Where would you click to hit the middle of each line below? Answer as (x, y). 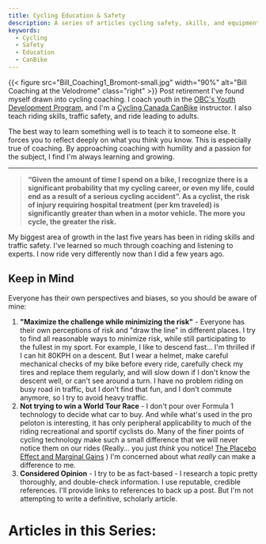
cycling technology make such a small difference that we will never (129, 439)
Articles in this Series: (82, 530)
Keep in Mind (41, 279)
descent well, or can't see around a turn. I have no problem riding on (131, 381)
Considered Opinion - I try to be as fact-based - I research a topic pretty (139, 473)
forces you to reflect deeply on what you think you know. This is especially (130, 140)
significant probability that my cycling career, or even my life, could (141, 188)
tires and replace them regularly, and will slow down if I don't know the (135, 372)
